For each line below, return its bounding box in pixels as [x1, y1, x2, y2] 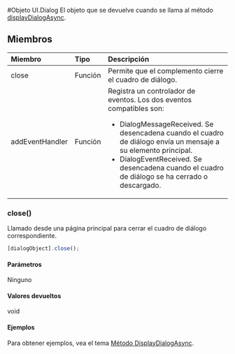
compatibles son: [108, 103, 164, 113]
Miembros [7, 34, 52, 45]
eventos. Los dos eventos [108, 94, 192, 104]
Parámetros [7, 260, 42, 268]
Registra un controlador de [108, 86, 196, 96]
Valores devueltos [7, 291, 62, 300]
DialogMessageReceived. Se [120, 119, 214, 128]
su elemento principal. [120, 145, 193, 155]
